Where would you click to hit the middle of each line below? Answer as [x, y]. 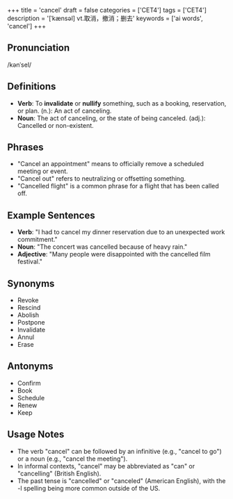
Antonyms [30, 367]
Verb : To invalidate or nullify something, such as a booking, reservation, [122, 103]
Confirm [29, 383]
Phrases [25, 148]
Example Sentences [51, 215]
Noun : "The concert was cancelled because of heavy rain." [102, 247]
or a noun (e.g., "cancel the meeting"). [72, 459]
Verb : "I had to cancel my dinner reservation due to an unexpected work [121, 232]
